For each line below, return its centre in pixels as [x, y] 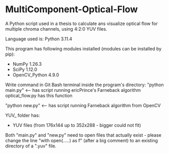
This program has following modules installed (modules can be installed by [83, 48]
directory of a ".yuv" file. [31, 146]
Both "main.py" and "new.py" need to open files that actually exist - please [83, 135]
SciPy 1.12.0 [25, 69]
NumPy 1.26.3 [27, 64]
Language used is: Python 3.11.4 [39, 39]
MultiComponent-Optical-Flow [72, 9]
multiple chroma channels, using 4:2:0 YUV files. [56, 29]
